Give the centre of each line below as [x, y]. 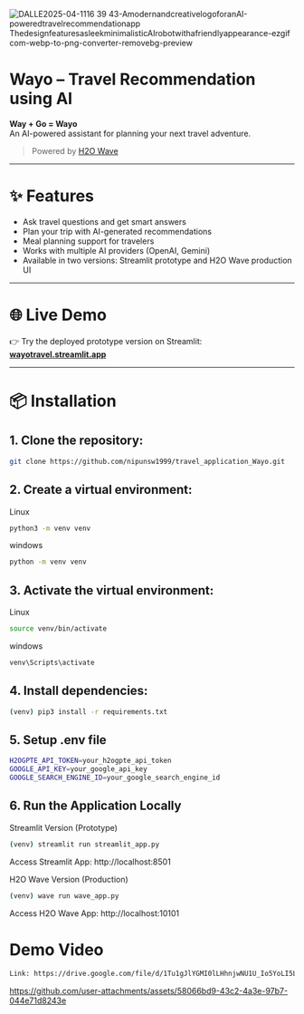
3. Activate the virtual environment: [112, 590]
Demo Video [57, 949]
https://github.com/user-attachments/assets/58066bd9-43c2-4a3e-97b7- [148, 991]
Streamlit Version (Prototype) [63, 827]
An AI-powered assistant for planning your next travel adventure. [130, 133]
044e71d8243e [38, 1000]
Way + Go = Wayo [43, 123]
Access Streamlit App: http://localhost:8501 [90, 862]
